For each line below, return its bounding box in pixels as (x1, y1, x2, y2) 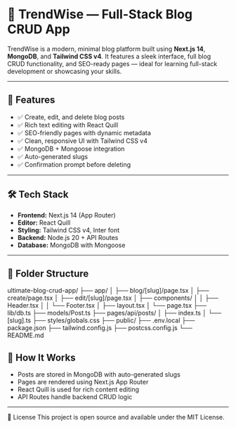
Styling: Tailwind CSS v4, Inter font (17, 225, 120, 234)
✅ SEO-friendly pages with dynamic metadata (17, 128, 151, 137)
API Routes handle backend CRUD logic (17, 393, 133, 401)
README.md (7, 331, 44, 340)
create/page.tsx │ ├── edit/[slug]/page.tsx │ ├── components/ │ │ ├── (7, 294, 219, 302)
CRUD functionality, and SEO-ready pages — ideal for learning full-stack (7, 59, 218, 68)
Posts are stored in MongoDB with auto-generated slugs (17, 370, 181, 379)
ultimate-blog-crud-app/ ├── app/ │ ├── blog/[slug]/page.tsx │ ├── (7, 287, 209, 295)
